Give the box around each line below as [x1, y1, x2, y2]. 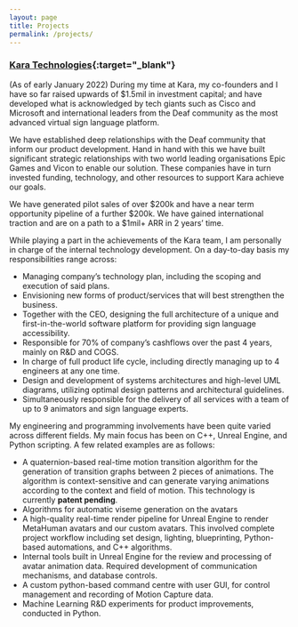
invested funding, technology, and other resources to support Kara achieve [9, 172, 285, 182]
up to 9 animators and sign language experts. [21, 403, 189, 414]
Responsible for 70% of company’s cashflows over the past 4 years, [21, 337, 273, 348]
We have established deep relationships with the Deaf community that [9, 134, 266, 145]
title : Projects [9, 21, 69, 30]
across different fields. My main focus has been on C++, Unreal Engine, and [9, 430, 287, 440]
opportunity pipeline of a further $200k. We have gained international [9, 208, 264, 219]
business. [21, 299, 58, 309]
